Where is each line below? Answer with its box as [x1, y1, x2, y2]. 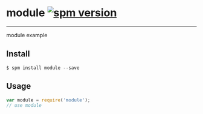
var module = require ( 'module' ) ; [6, 97, 91, 103]
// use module [6, 103, 42, 109]
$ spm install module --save [6, 65, 80, 71]
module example [6, 31, 48, 38]
